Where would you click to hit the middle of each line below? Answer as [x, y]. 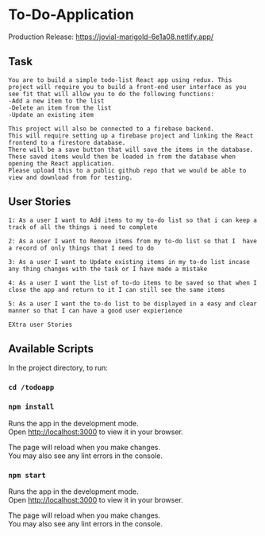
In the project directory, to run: [58, 368]
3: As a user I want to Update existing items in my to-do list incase [129, 262]
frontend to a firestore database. [67, 142]
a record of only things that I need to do [81, 248]
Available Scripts [51, 349]
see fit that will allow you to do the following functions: [111, 94]
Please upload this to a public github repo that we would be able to [127, 170]
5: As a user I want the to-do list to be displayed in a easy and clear [133, 304]
